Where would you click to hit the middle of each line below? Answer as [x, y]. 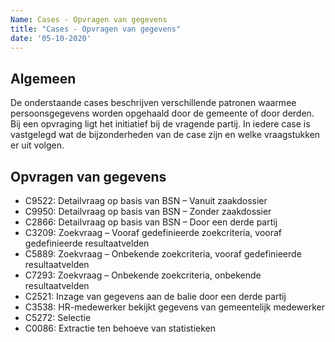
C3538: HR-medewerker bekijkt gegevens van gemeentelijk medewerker [175, 307]
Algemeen [43, 78]
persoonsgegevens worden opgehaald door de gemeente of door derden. [162, 113]
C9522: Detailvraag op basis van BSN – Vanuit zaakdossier [146, 200]
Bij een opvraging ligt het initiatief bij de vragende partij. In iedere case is [160, 124]
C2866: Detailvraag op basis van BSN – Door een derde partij [151, 222]
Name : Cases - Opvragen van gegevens [89, 19]
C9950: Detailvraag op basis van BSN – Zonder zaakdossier [148, 211]
